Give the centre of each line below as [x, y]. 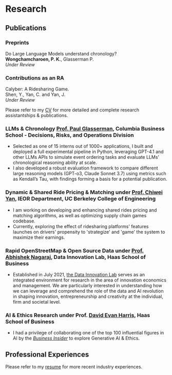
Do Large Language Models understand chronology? [61, 53]
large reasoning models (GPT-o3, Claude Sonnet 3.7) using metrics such [90, 174]
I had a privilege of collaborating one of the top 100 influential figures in [88, 333]
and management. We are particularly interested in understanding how [88, 286]
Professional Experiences [47, 354]
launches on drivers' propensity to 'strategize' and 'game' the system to [89, 232]
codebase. [24, 221]
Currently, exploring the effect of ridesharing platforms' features [81, 226]
